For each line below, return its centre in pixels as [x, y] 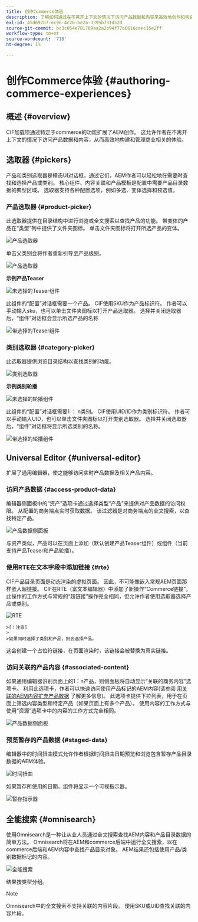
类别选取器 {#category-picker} [51, 347]
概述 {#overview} [38, 117]
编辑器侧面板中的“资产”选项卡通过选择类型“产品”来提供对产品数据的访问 [93, 503]
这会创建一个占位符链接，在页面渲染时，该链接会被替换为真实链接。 [89, 650]
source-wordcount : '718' [37, 39]
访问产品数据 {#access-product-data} [61, 489]
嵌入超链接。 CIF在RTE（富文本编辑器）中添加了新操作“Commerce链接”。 [101, 588]
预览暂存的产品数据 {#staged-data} [57, 740]
